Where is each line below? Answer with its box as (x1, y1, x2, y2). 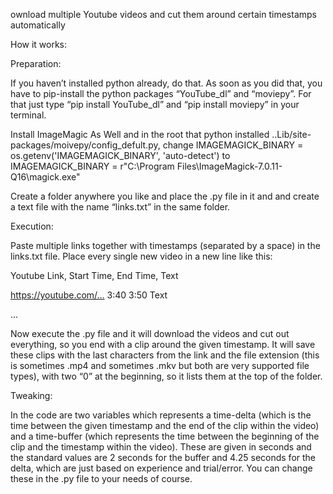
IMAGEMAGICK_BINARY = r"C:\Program (10, 160, 175, 172)
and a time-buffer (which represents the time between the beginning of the (10, 430, 320, 442)
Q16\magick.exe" (10, 171, 81, 183)
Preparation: (10, 58, 62, 69)
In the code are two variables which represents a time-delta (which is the (10, 409, 312, 421)
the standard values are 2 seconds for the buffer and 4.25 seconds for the (10, 452, 317, 463)
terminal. (10, 109, 47, 121)
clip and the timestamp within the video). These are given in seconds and (10, 441, 312, 453)
